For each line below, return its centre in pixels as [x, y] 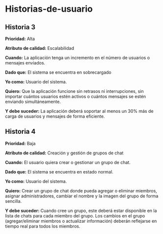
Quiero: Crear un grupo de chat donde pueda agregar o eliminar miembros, [81, 191]
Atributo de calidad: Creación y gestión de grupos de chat [64, 153]
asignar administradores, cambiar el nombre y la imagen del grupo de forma [82, 196]
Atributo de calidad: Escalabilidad [40, 48]
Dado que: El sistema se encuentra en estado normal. [59, 171]
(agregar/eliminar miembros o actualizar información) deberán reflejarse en [81, 221]
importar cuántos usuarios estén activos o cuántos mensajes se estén [75, 96]
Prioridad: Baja [20, 143]
